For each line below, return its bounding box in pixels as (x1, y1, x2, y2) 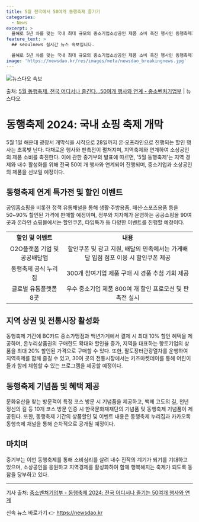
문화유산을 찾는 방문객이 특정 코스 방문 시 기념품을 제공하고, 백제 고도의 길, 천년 (6, 398, 190, 405)
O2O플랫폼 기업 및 (9, 245, 59, 253)
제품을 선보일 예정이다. (12, 168, 65, 175)
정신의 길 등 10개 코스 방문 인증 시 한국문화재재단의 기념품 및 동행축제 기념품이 (6, 405, 187, 412)
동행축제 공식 (11, 265, 46, 273)
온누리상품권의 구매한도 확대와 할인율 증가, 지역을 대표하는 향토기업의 (23, 340, 184, 347)
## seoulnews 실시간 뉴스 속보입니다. (11, 42, 95, 48)
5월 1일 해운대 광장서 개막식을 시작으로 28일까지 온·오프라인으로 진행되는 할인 (6, 139, 185, 146)
